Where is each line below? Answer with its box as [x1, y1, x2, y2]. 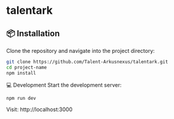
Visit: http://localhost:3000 [6, 106, 73, 113]
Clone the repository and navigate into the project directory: [6, 47, 155, 54]
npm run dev [6, 95, 36, 101]
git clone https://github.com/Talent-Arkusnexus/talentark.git [6, 59, 169, 65]
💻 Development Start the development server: [6, 81, 122, 88]
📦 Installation [6, 28, 60, 38]
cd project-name [6, 64, 47, 70]
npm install [6, 70, 36, 76]
